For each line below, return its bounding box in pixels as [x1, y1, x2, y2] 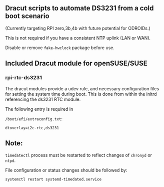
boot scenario [5, 12, 49, 21]
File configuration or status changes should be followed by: [5, 167, 127, 173]
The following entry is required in [5, 106, 73, 112]
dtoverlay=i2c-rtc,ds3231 [5, 125, 59, 130]
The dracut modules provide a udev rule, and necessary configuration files [5, 85, 159, 92]
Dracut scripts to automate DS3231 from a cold [5, 4, 154, 13]
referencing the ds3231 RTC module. [5, 96, 81, 102]
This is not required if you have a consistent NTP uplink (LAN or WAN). [5, 35, 151, 41]
